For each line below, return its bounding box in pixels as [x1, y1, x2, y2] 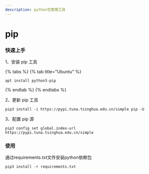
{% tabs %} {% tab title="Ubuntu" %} [5, 69, 81, 75]
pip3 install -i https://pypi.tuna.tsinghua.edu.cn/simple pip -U [5, 107, 145, 112]
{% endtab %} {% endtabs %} [5, 87, 67, 93]
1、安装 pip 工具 [5, 59, 38, 65]
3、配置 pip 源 [5, 116, 35, 122]
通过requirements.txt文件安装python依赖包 [5, 154, 92, 160]
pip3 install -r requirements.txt [5, 164, 76, 170]
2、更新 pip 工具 [5, 97, 38, 103]
